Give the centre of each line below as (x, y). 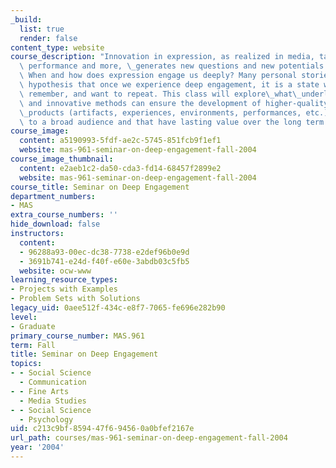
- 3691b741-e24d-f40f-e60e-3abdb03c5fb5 (104, 261)
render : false (48, 38)
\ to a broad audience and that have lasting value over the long (160, 122)
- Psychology (46, 419)
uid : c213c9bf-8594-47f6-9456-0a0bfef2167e (102, 429)
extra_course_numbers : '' (64, 215)
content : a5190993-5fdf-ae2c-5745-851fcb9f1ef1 (120, 141)
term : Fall (33, 345)
